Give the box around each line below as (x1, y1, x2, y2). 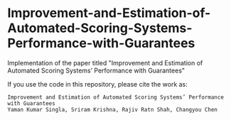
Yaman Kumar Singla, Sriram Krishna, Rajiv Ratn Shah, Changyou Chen (7, 106, 218, 113)
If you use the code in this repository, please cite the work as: (7, 80, 188, 88)
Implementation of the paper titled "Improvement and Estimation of (7, 58, 203, 67)
